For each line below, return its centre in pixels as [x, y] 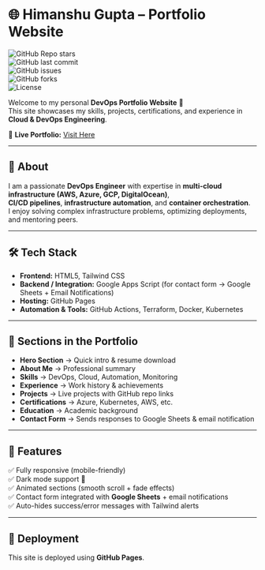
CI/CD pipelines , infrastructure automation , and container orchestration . [129, 202]
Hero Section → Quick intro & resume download [97, 360]
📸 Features [35, 451]
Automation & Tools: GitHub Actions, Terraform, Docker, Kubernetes [131, 309]
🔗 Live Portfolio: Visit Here [52, 134]
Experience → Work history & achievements [91, 385]
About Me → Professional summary [78, 369]
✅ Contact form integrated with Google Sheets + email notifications [118, 497]
